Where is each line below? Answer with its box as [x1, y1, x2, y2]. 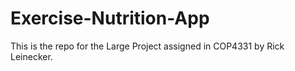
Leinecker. [10, 50, 53, 62]
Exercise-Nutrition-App [10, 7, 210, 30]
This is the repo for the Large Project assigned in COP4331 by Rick [10, 40, 285, 52]
